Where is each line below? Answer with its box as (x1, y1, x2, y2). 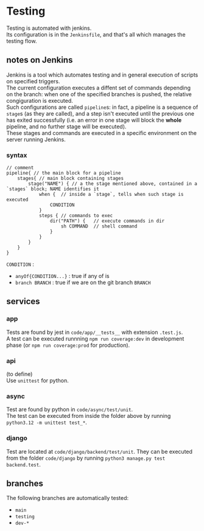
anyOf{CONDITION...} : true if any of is (15, 272, 110, 280)
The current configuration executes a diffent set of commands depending (6, 84, 191, 91)
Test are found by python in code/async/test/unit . (6, 406, 133, 413)
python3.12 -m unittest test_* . (6, 418, 87, 426)
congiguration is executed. (6, 97, 73, 104)
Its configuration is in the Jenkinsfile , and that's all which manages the (6, 30, 186, 38)
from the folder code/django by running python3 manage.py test (6, 454, 166, 462)
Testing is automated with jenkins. (6, 24, 92, 32)
